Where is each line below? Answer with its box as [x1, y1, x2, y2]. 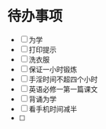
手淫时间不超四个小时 [28, 74, 98, 84]
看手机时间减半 [28, 104, 78, 113]
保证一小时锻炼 [28, 64, 78, 74]
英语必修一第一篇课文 [28, 84, 98, 93]
